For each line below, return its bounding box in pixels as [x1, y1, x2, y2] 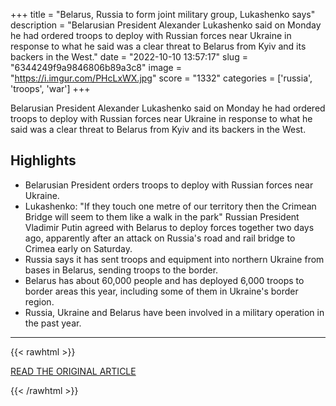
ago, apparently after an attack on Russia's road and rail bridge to [24, 232, 296, 244]
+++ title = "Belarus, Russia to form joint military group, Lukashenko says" [10, 9, 316, 20]
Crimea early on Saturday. [24, 242, 133, 254]
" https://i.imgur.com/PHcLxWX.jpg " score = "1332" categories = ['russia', [10, 72, 313, 84]
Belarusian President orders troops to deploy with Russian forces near [24, 179, 314, 191]
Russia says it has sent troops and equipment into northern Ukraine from [24, 253, 325, 265]
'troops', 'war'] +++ [10, 83, 91, 94]
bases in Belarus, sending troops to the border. [24, 264, 219, 276]
